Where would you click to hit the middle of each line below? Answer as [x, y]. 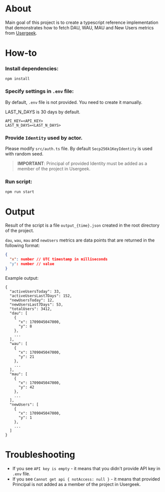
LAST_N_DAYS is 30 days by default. [43, 112]
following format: [23, 246]
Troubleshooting [40, 454]
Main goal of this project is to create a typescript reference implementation [82, 22]
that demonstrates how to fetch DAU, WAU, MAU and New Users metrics [80, 27]
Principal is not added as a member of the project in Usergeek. [77, 484]
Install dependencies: [32, 69]
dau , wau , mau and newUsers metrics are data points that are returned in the [80, 240]
